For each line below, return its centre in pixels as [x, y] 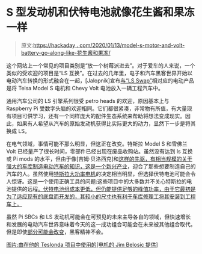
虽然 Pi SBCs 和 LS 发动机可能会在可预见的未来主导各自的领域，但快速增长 [99, 217]
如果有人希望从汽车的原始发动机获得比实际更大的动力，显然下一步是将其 [106, 123]
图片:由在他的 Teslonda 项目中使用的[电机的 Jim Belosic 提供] [82, 244]
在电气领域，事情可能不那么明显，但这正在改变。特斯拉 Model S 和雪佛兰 [97, 144]
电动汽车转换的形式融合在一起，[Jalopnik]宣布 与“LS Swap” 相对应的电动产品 [100, 80]
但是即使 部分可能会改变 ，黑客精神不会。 [56, 232]
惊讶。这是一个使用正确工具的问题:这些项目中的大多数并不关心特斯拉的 [99, 181]
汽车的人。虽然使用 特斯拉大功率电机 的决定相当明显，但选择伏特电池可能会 [98, 174]
